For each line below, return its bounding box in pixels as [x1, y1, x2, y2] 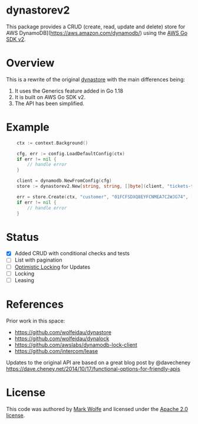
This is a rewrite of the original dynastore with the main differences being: [6, 76, 186, 83]
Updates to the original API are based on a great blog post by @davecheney [6, 358, 191, 366]
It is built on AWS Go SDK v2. [14, 93, 86, 100]
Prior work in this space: [6, 317, 65, 324]
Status [6, 230, 39, 244]
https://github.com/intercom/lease [14, 347, 98, 354]
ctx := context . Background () [16, 140, 88, 146]
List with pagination [14, 256, 62, 263]
